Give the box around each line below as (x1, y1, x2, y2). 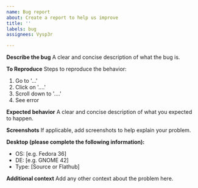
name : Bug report (6, 9, 51, 15)
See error (15, 97, 40, 104)
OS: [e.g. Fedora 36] (15, 150, 67, 158)
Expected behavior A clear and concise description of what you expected (6, 108, 193, 116)
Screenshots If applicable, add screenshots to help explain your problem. (6, 127, 191, 134)
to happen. (6, 115, 34, 122)
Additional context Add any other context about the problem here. (6, 175, 174, 183)
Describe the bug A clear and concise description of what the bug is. (6, 54, 180, 61)
